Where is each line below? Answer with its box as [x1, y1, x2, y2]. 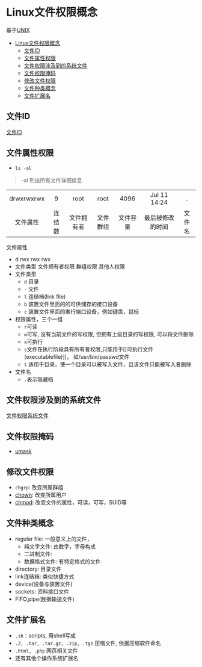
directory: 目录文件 [14, 565, 62, 572]
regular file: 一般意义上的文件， [14, 535, 93, 542]
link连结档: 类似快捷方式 [14, 572, 75, 580]
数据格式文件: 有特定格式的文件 [23, 557, 101, 565]
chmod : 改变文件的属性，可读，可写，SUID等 [14, 499, 127, 506]
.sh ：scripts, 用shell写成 [14, 631, 76, 639]
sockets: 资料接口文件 [14, 588, 69, 595]
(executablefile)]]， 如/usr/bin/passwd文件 [23, 353, 130, 360]
